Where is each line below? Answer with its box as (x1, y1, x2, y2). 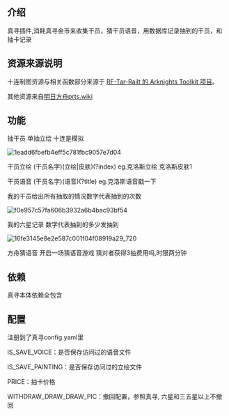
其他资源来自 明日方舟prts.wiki (7, 92, 93, 100)
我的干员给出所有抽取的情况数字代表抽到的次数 (7, 192, 141, 201)
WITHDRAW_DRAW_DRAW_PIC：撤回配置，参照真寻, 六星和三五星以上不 (7, 392, 216, 401)
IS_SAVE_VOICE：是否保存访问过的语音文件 (7, 348, 132, 357)
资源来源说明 (7, 58, 63, 70)
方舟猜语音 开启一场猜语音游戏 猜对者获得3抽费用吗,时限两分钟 (7, 249, 187, 257)
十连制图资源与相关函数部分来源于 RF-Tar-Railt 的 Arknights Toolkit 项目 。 (7, 77, 219, 86)
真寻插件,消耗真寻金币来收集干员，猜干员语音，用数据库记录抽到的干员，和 (7, 26, 223, 35)
